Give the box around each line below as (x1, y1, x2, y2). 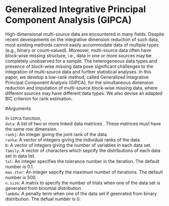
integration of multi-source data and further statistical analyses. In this (5, 68, 151, 74)
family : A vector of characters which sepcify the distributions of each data (5, 147, 160, 153)
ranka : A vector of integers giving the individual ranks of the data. (5, 137, 141, 143)
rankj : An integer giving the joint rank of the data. (5, 131, 108, 137)
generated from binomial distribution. (5, 185, 82, 191)
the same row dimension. (5, 126, 58, 132)
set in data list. (5, 153, 36, 159)
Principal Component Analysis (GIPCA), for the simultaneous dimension (5, 79, 154, 86)
